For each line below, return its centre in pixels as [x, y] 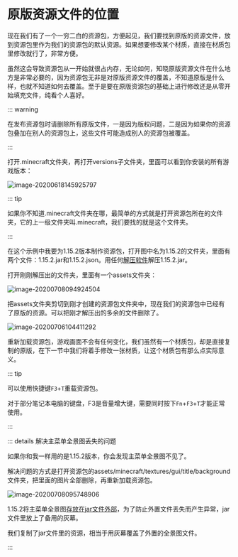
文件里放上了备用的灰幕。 [45, 518]
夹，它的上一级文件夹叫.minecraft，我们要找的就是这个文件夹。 [100, 222]
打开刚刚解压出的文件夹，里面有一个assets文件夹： [82, 275]
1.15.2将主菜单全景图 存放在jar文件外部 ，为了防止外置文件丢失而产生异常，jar [119, 509]
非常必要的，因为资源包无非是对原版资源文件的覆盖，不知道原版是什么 [122, 77]
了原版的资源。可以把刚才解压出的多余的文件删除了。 [85, 313]
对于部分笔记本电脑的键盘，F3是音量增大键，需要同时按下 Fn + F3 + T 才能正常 [116, 403]
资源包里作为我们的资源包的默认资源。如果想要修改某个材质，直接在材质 [119, 44]
